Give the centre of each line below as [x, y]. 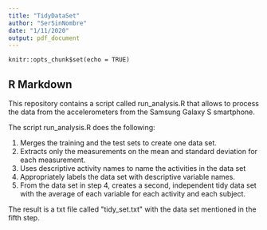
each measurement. [53, 160]
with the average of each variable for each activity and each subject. [132, 194]
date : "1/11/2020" [39, 30]
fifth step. [24, 218]
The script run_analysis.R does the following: [82, 128]
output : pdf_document [44, 38]
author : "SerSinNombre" [48, 23]
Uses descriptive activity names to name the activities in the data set [133, 169]
